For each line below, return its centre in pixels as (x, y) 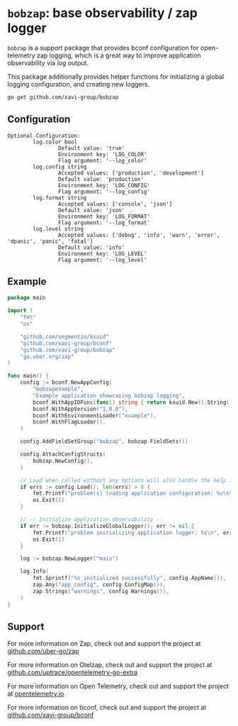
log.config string (60, 167)
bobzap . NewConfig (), (63, 461)
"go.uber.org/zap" (47, 356)
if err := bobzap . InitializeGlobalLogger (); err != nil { (107, 526)
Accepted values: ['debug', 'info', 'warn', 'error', (139, 235)
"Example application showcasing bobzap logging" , (109, 395)
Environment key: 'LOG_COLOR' (102, 154)
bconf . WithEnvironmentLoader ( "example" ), (95, 416)
